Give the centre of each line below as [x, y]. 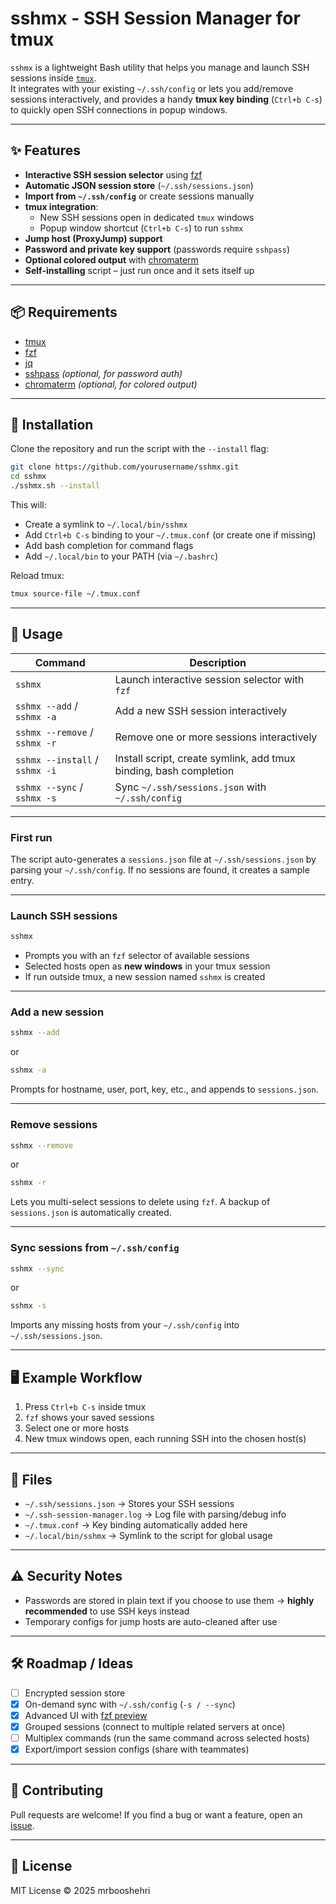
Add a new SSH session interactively [201, 710]
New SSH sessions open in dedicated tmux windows [147, 217]
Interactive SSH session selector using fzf [113, 174]
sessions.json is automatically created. [91, 1213]
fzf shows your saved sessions [89, 1418]
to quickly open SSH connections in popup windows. [119, 109]
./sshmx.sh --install [55, 486]
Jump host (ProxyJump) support [93, 238]
